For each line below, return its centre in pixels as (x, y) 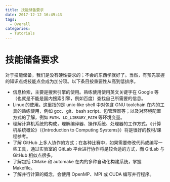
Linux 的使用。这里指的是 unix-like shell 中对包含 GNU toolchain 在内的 (86, 105)
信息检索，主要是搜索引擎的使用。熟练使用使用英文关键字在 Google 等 (86, 92)
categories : (18, 29)
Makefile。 (24, 168)
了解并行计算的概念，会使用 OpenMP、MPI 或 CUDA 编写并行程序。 (83, 174)
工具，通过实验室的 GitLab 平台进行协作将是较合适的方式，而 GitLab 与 (91, 149)
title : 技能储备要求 (25, 10)
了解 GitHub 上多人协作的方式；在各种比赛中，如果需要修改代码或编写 (85, 143)
